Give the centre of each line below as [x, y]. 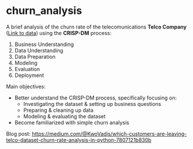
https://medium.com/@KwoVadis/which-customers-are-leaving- [109, 134]
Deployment [29, 75]
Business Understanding [44, 44]
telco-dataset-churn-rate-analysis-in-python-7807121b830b [79, 140]
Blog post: [18, 134]
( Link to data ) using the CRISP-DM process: [59, 33]
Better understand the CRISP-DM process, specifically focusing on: [96, 98]
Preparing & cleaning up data [58, 110]
